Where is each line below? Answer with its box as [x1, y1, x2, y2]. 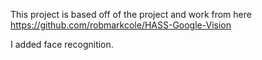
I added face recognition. [10, 39, 114, 50]
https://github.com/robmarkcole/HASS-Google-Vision [10, 19, 232, 31]
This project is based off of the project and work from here [10, 9, 252, 20]
